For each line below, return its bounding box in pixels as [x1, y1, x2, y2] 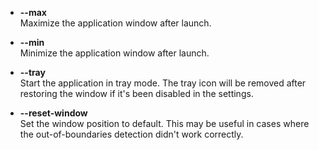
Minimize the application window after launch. [19, 47, 210, 59]
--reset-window [19, 107, 88, 119]
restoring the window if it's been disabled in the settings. [19, 88, 254, 99]
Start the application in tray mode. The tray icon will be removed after [19, 77, 307, 89]
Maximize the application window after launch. [19, 17, 212, 29]
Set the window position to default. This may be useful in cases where [19, 118, 310, 129]
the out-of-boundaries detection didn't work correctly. [19, 128, 244, 140]
